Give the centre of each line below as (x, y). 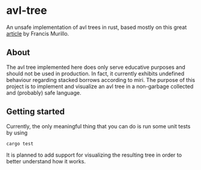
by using (17, 133)
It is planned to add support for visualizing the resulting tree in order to (94, 155)
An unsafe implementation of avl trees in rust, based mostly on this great (97, 27)
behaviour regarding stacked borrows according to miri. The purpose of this (101, 80)
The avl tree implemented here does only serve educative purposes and (96, 67)
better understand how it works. (46, 162)
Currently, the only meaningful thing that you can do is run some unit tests (98, 126)
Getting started (36, 112)
